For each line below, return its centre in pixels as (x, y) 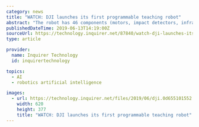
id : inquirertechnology (41, 61)
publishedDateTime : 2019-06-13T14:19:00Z (58, 28)
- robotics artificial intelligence (57, 82)
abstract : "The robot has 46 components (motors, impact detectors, (92, 22)
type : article (24, 39)
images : (16, 93)
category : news (25, 12)
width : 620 (30, 104)
